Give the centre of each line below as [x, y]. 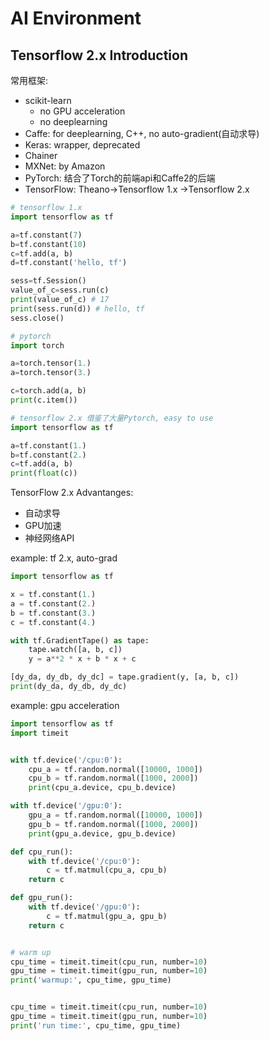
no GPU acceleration [82, 111]
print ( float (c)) [44, 473]
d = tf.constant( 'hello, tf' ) [69, 263]
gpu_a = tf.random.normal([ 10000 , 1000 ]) [115, 815]
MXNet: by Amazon [65, 166]
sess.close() [37, 318]
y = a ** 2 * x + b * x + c [82, 659]
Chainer [41, 155]
